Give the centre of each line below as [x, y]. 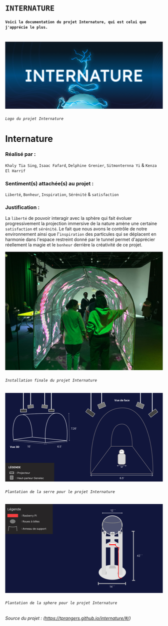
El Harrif [15, 171]
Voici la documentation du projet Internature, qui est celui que [76, 22]
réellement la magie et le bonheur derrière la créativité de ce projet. [74, 245]
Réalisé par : [20, 154]
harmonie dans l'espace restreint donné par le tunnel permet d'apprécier [80, 239]
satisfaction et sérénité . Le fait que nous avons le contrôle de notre [76, 229]
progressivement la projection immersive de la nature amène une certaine [81, 224]
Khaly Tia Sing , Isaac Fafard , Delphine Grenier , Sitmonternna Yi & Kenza [81, 165]
